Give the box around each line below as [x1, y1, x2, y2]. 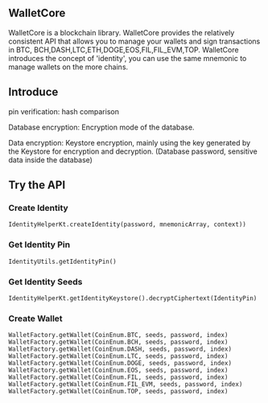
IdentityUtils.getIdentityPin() [8, 257, 117, 265]
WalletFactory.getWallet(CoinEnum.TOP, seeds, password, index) [8, 388, 229, 396]
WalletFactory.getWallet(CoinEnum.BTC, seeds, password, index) [8, 331, 229, 339]
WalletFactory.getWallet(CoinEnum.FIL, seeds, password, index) [8, 373, 229, 381]
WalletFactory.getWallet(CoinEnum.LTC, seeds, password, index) [8, 352, 229, 360]
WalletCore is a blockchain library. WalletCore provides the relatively [8, 27, 235, 37]
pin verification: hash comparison [8, 106, 119, 116]
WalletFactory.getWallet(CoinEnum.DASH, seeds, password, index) [8, 345, 232, 353]
